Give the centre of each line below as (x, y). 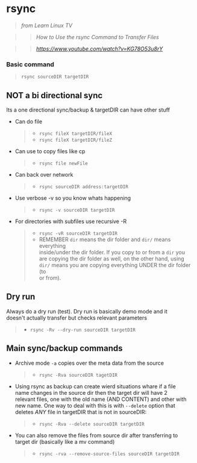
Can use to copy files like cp (50, 151)
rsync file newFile (64, 164)
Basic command (30, 64)
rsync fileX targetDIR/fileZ (76, 140)
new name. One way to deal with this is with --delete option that (95, 405)
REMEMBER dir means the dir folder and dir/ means (105, 239)
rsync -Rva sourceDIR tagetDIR (78, 375)
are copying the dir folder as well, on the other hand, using (112, 259)
